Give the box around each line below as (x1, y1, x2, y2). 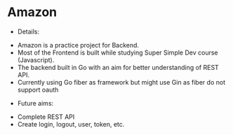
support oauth (17, 85, 59, 94)
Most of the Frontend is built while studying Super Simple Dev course (17, 48, 218, 57)
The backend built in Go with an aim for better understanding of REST (17, 63, 219, 71)
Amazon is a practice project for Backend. (17, 41, 139, 49)
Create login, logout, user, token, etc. (17, 120, 125, 128)
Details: (17, 27, 40, 36)
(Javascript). (17, 55, 55, 64)
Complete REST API (17, 113, 75, 121)
